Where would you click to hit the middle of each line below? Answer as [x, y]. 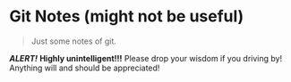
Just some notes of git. [73, 41]
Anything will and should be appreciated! [85, 68]
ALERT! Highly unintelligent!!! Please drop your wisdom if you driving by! [146, 58]
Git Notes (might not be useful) [127, 16]
